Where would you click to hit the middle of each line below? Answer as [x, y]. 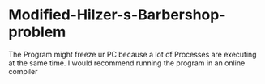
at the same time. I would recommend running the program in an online [127, 63]
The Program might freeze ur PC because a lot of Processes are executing [132, 54]
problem [37, 32]
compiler [23, 71]
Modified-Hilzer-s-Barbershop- [117, 15]
